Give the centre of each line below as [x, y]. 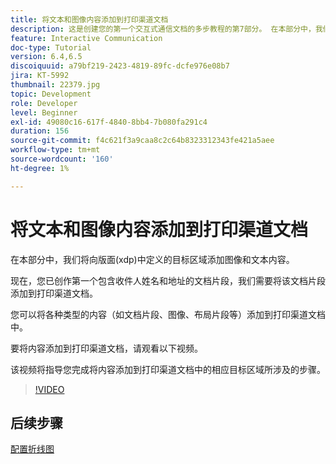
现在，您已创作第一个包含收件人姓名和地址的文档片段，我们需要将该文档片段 [168, 280]
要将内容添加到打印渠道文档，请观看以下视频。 [106, 348]
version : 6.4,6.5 [46, 57]
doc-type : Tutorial [51, 47]
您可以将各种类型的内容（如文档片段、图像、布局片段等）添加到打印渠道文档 [168, 314]
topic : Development [51, 94]
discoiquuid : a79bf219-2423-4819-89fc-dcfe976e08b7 [120, 66]
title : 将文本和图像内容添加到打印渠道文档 [89, 19]
